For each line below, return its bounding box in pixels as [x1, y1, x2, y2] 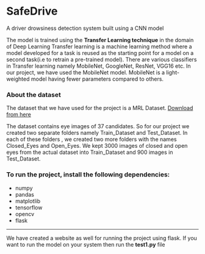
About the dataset [6, 90, 61, 99]
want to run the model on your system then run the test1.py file [6, 241, 165, 248]
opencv [15, 210, 35, 217]
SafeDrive [6, 4, 58, 18]
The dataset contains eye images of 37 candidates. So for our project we [6, 123, 190, 130]
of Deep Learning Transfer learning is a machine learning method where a [6, 43, 192, 50]
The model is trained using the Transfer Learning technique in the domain [6, 36, 194, 43]
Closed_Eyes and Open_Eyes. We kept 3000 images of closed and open [6, 142, 188, 150]
